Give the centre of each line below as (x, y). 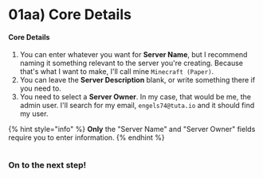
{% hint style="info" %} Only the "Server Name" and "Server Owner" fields (132, 130)
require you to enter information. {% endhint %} (86, 137)
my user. (34, 114)
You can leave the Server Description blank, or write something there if (137, 80)
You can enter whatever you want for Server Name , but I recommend (133, 55)
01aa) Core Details (70, 15)
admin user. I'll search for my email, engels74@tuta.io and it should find (137, 106)
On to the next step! (47, 165)
